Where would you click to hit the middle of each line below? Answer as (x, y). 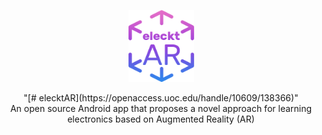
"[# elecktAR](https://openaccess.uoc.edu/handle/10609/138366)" (161, 98)
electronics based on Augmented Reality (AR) (161, 119)
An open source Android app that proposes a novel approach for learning (161, 108)
